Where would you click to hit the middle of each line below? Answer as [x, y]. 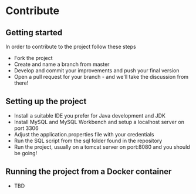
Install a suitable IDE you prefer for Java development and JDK [89, 115]
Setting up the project [46, 101]
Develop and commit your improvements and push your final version [97, 71]
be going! [26, 153]
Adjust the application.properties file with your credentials [84, 134]
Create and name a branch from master [62, 64]
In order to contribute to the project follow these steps [71, 46]
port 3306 [26, 128]
